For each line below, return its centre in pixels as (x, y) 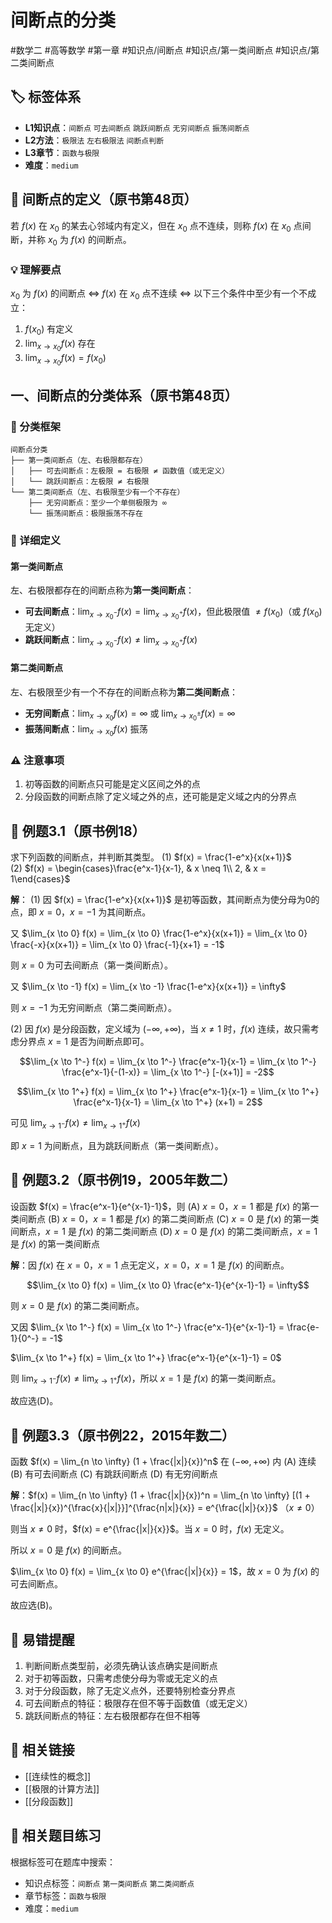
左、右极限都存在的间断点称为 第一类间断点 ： (102, 590)
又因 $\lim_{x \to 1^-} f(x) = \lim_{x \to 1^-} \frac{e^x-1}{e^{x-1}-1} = (147, 1327)
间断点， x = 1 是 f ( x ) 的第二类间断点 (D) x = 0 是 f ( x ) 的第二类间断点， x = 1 (164, 1231)
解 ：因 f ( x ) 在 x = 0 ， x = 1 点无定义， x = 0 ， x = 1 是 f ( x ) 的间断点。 (150, 1265)
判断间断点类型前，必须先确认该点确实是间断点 (121, 1665)
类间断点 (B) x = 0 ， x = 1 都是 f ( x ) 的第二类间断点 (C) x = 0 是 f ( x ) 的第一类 (165, 1218)
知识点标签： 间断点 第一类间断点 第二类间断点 (109, 1883)
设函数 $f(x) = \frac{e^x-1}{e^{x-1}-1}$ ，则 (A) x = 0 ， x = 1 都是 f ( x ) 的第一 (165, 1206)
